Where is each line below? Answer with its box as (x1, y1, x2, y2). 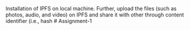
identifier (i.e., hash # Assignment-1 (5, 18, 92, 24)
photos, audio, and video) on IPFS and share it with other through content (5, 11, 184, 18)
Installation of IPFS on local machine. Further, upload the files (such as (5, 5, 177, 12)
